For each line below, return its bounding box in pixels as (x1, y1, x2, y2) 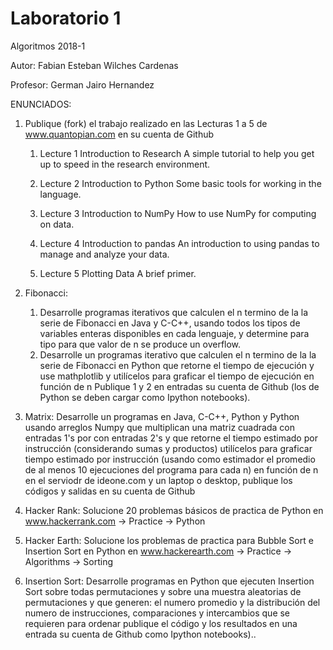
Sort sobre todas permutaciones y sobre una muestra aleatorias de (24, 585, 302, 597)
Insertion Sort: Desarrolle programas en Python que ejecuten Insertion (24, 575, 315, 587)
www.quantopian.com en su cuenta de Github (24, 128, 215, 140)
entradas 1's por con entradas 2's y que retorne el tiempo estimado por (24, 432, 318, 444)
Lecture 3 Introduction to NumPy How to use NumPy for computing (39, 207, 317, 219)
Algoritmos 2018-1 (10, 40, 86, 52)
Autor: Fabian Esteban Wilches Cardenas (10, 59, 179, 71)
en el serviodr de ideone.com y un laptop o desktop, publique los (24, 474, 293, 486)
